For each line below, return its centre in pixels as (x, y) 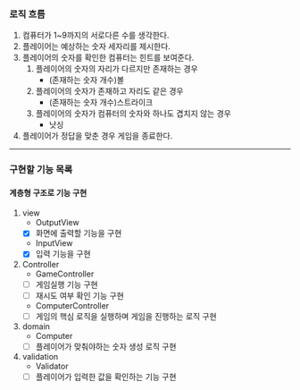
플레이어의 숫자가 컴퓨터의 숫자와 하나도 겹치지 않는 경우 (133, 114)
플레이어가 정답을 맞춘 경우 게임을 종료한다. (97, 136)
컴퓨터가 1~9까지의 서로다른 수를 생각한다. (96, 35)
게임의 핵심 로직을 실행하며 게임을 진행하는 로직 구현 (126, 316)
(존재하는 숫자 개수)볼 (87, 80)
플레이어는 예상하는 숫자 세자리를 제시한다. (96, 47)
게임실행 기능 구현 (67, 284)
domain (36, 326)
